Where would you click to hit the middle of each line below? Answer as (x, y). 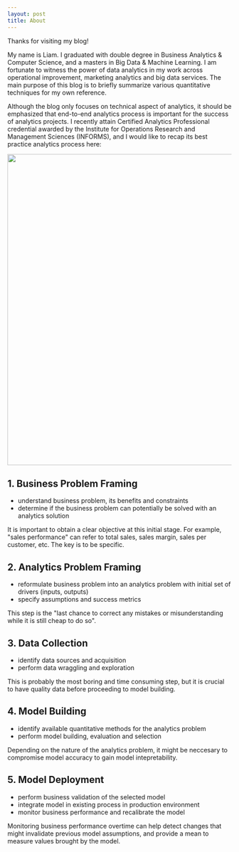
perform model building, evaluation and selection (90, 736)
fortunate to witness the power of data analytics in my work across (105, 70)
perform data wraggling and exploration (76, 667)
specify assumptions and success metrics (79, 600)
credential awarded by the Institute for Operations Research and (101, 129)
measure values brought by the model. (64, 841)
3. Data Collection (48, 643)
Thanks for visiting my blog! (48, 41)
